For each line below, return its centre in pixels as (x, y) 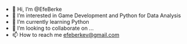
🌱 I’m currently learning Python (50, 22)
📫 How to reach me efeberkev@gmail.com (65, 35)
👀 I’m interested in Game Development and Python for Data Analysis (96, 15)
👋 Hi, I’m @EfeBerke (37, 9)
